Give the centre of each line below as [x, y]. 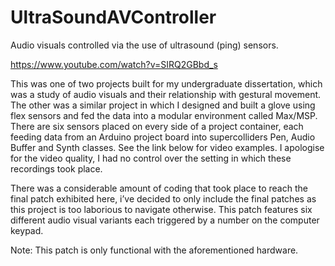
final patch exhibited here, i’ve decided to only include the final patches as [163, 198]
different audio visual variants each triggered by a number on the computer [165, 220]
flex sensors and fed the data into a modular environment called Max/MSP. [164, 115]
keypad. [27, 230]
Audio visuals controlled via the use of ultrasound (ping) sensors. [144, 45]
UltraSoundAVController [113, 17]
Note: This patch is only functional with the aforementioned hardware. [154, 250]
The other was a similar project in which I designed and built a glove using [163, 105]
